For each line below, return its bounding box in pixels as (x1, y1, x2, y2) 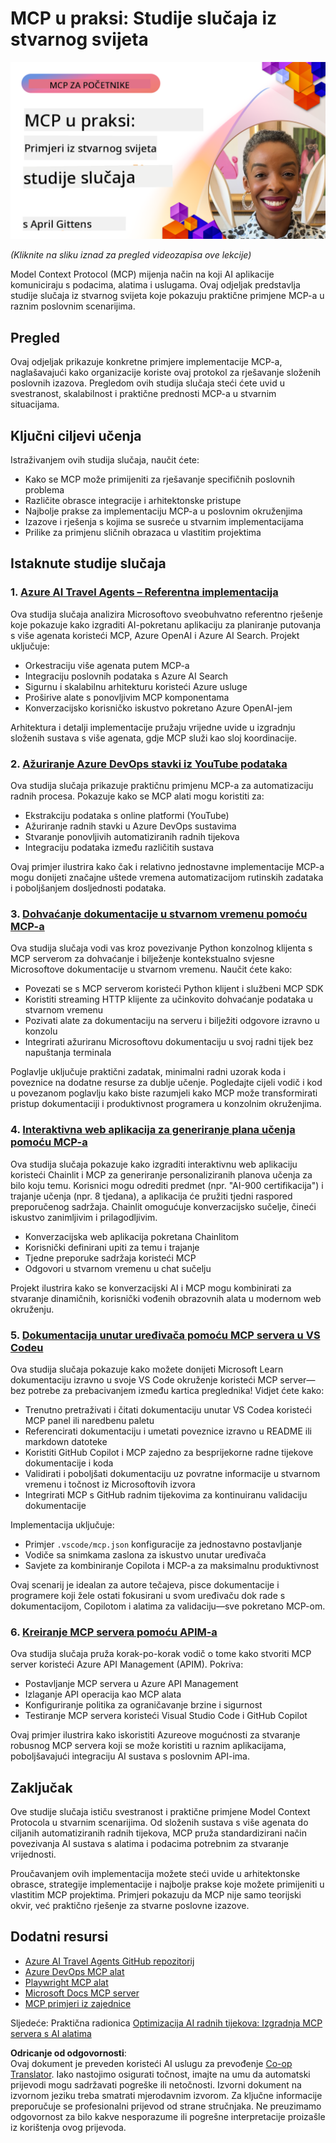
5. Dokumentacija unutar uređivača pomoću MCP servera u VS (10, 1328, 321, 1342)
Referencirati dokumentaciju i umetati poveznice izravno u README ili (24, 1425, 313, 1437)
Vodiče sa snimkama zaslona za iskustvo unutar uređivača (24, 1548, 267, 1561)
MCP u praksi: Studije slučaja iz (10, 7, 278, 30)
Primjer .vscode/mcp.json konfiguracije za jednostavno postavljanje (24, 1538, 303, 1550)
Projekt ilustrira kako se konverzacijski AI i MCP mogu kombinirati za (10, 1282, 292, 1294)
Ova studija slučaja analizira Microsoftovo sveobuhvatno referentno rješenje (10, 608, 323, 620)
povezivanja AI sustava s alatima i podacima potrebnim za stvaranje (10, 1838, 290, 1850)
